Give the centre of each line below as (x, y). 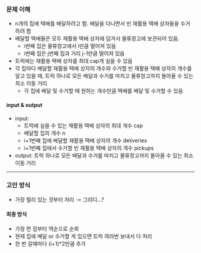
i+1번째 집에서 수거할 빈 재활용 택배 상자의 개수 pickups (89, 148)
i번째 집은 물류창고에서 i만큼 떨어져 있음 (70, 46)
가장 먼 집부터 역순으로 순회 (47, 229)
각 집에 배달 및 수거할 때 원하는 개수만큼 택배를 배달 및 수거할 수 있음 (103, 91)
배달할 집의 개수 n (45, 133)
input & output (25, 105)
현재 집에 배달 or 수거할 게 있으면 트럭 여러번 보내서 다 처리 (83, 236)
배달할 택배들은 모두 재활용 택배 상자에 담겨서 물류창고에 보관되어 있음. (97, 39)
